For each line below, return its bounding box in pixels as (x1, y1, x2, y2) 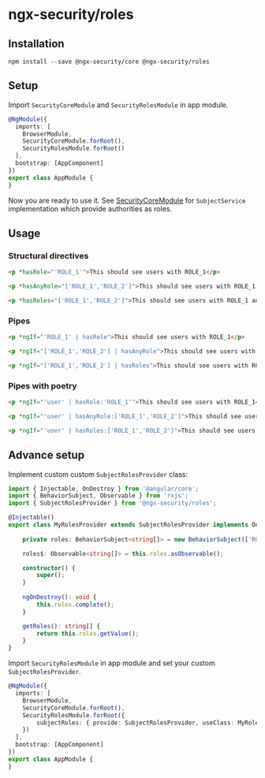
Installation (8, 37, 65, 50)
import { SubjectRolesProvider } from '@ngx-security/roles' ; (8, 499, 217, 508)
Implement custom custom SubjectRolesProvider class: (8, 469, 188, 478)
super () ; (36, 571, 65, 579)
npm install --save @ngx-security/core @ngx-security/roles (8, 58, 211, 65)
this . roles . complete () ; (36, 601, 114, 609)
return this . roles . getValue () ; (36, 629, 140, 638)
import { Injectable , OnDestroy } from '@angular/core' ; (8, 485, 200, 493)
